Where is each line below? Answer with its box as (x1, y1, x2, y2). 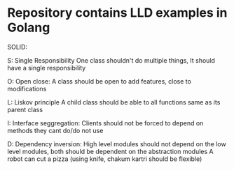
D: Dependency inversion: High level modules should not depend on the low (7, 139, 226, 148)
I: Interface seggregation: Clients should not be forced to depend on (7, 118, 204, 127)
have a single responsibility (7, 63, 86, 72)
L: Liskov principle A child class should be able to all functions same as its (7, 98, 221, 106)
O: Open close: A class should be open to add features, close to (7, 77, 191, 85)
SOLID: (7, 42, 28, 51)
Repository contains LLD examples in (7, 5, 228, 21)
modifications (7, 84, 47, 93)
